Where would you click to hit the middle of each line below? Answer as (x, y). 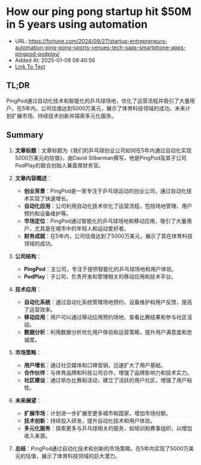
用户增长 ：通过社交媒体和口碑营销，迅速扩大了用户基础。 (95, 365)
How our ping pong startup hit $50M (99, 12)
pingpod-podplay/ (37, 53)
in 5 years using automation (77, 24)
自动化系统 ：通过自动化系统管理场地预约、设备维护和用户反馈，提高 (108, 302)
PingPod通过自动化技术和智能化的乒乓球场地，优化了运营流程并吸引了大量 (98, 100)
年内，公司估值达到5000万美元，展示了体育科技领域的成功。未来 (105, 108)
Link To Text (30, 66)
